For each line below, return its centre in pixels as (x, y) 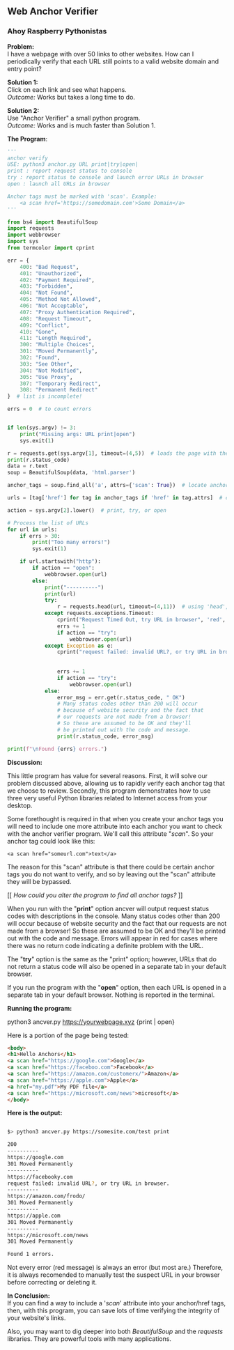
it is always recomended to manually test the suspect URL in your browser (114, 1275)
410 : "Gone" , (39, 332)
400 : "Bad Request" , (49, 267)
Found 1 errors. (31, 1254)
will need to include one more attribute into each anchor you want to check (115, 826)
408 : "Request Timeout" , (56, 319)
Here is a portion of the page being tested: (68, 1035)
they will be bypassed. (39, 881)
